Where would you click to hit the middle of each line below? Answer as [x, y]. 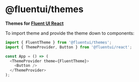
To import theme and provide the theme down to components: [70, 33]
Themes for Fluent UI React [35, 23]
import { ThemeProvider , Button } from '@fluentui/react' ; [69, 47]
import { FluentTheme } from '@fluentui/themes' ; [59, 42]
